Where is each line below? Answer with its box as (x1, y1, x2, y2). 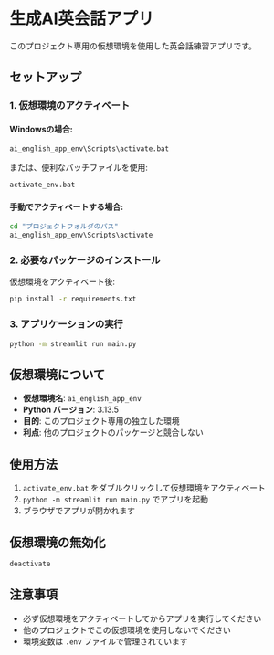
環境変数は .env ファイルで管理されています (22, 636, 188, 647)
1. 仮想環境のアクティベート (9, 100, 131, 112)
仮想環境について (9, 366, 106, 382)
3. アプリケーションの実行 (9, 318, 123, 331)
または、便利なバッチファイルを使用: (9, 162, 149, 174)
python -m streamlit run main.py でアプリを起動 (22, 494, 208, 505)
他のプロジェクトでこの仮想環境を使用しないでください (22, 624, 231, 635)
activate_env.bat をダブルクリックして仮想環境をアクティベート (22, 482, 267, 493)
